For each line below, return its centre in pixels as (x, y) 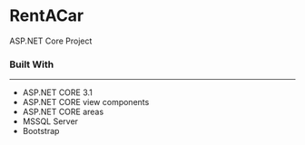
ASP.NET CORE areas (63, 112)
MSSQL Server (50, 121)
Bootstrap (41, 131)
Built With (32, 64)
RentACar (47, 16)
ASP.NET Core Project (51, 41)
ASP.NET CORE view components (86, 102)
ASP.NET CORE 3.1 (58, 92)
